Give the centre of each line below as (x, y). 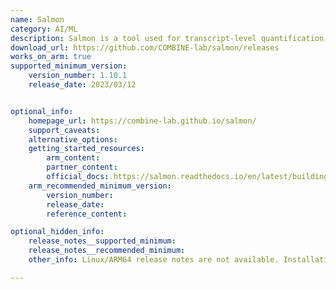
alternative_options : (73, 139)
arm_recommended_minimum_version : (100, 186)
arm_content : (73, 158)
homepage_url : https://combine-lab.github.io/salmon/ (142, 121)
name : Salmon (37, 19)
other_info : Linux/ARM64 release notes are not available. (154, 260)
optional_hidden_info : (57, 232)
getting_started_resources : (86, 149)
